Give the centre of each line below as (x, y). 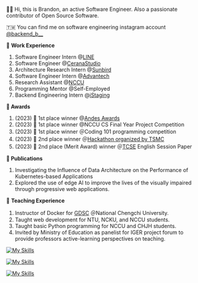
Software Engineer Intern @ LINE (55, 57)
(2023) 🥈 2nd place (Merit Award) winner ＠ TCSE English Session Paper (103, 147)
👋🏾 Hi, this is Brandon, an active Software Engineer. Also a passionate (92, 9)
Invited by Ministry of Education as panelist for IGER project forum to (99, 232)
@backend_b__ (25, 34)
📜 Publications (24, 159)
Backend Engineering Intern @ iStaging (62, 95)
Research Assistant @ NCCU (49, 82)
